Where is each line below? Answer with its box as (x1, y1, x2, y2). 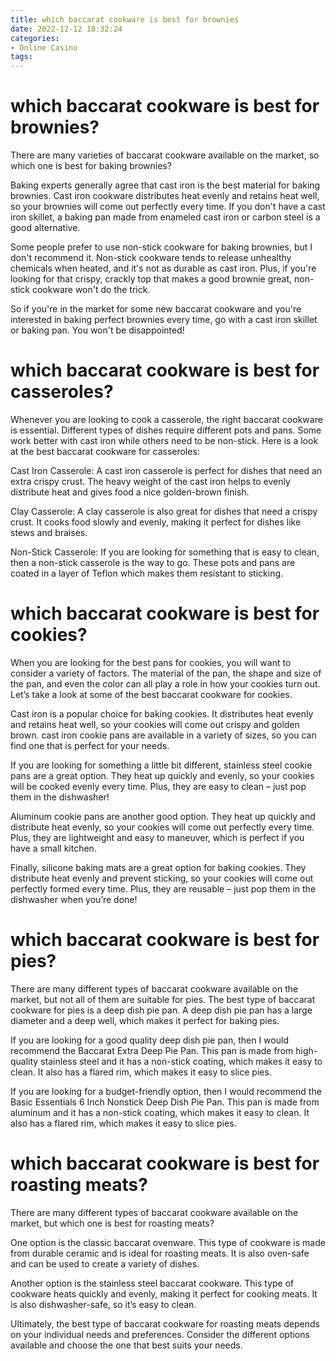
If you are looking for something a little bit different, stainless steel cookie (10, 759, 313, 771)
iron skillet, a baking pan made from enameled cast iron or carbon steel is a (10, 211, 321, 223)
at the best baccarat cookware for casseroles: (10, 446, 200, 457)
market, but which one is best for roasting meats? (10, 1217, 215, 1229)
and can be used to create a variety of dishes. (10, 1257, 200, 1270)
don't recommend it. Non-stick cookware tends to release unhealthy (10, 252, 292, 264)
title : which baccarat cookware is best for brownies (10, 14, 240, 25)
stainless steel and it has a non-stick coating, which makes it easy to (40, 1055, 323, 1067)
